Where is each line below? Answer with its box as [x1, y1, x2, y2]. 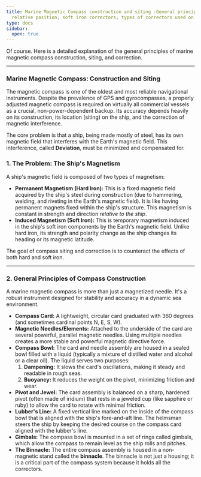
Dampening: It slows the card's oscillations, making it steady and [23, 364, 185, 371]
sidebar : [6, 25, 28, 32]
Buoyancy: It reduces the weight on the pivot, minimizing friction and [23, 376, 195, 383]
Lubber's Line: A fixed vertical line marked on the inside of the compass [14, 408, 193, 415]
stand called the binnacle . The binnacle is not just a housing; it [39, 452, 194, 460]
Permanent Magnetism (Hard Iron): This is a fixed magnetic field [14, 184, 176, 192]
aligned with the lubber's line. [14, 427, 88, 434]
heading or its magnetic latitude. [14, 235, 95, 243]
